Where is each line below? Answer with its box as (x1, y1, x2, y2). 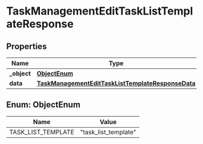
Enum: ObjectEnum (6, 100, 80, 110)
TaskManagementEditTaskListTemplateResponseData (36, 79, 196, 87)
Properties (6, 41, 47, 51)
